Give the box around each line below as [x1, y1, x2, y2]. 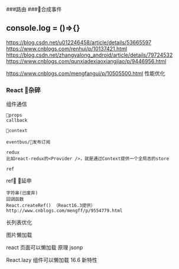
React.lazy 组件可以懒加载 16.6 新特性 [6, 257, 97, 264]
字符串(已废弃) [6, 190, 38, 196]
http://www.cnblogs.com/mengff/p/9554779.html [6, 208, 123, 214]
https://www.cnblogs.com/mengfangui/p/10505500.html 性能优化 [6, 70, 165, 77]
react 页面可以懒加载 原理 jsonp [6, 244, 83, 251]
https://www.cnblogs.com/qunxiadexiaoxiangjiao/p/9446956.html [6, 57, 167, 64]
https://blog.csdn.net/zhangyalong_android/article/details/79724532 [6, 51, 173, 58]
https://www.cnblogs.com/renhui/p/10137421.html [6, 45, 128, 52]
